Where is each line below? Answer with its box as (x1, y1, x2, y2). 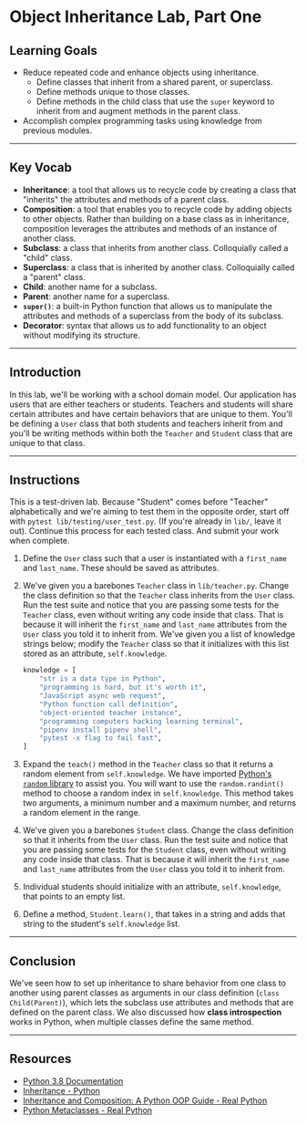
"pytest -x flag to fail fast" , (39, 734, 162, 743)
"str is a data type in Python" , (39, 674, 167, 683)
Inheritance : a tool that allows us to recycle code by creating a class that (22, 184, 297, 195)
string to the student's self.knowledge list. (22, 919, 180, 930)
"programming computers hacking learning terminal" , (39, 716, 244, 726)
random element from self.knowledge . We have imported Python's (22, 768, 272, 779)
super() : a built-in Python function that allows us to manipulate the (22, 300, 273, 311)
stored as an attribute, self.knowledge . (22, 648, 168, 659)
